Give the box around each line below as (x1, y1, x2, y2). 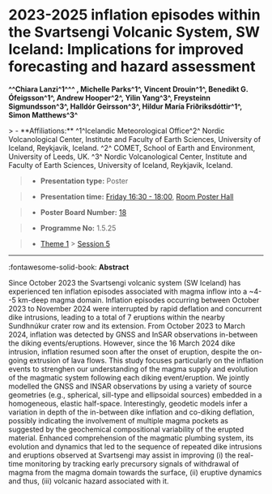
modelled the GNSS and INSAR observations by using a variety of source (8, 381, 253, 391)
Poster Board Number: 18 (40, 207, 127, 217)
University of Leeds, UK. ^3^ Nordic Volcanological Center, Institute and (8, 152, 248, 161)
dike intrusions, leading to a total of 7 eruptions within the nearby (8, 312, 225, 322)
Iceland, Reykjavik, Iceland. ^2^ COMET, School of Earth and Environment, (8, 143, 256, 152)
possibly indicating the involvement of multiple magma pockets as (8, 415, 229, 425)
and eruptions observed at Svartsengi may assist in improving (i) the (8, 450, 236, 460)
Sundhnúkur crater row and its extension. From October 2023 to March (8, 320, 245, 330)
